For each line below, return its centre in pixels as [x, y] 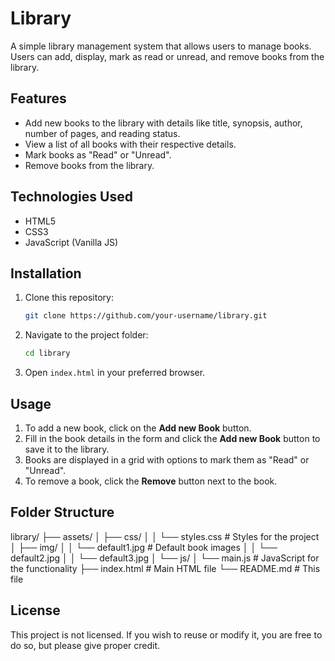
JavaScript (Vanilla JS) [71, 242]
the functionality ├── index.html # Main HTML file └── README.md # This [165, 568]
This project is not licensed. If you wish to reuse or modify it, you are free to [166, 634]
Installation [46, 273]
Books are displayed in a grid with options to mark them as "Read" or [167, 459]
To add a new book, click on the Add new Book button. [138, 428]
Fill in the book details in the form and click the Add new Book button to [172, 438]
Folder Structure [62, 512]
